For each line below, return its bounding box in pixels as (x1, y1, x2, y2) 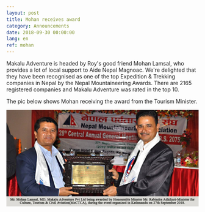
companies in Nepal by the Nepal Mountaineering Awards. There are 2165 (6, 80, 192, 86)
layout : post (6, 10, 40, 16)
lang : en (6, 36, 29, 42)
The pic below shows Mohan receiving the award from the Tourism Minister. (6, 98, 198, 105)
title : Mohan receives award (6, 16, 81, 23)
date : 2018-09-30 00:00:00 (6, 29, 75, 36)
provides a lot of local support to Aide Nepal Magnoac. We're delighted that (6, 66, 196, 74)
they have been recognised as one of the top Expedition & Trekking (6, 73, 176, 80)
